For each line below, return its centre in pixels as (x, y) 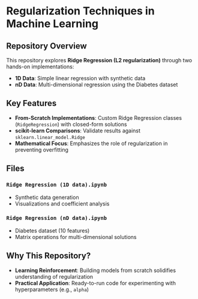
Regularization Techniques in (80, 11)
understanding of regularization (54, 276)
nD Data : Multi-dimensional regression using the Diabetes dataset (96, 84)
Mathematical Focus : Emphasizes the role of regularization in (91, 143)
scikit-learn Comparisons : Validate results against (78, 131)
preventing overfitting (42, 149)
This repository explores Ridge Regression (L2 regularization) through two (99, 60)
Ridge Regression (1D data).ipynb (56, 185)
